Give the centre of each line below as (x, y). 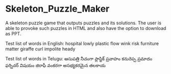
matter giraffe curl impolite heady (40, 49)
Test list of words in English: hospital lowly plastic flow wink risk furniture (82, 43)
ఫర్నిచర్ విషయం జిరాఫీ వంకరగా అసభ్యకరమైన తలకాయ (55, 65)
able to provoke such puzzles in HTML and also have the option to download (86, 28)
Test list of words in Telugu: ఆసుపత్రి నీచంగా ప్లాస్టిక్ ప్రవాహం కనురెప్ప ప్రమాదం (79, 58)
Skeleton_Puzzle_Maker (57, 9)
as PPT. (13, 33)
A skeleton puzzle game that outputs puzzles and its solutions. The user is (83, 23)
